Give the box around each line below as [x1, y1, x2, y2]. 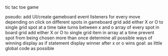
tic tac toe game [5, 4, 39, 10]
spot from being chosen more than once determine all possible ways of [5, 35, 153, 41]
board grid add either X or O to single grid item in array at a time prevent [5, 30, 154, 35]
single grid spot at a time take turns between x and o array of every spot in [5, 24, 159, 30]
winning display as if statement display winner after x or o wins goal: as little [5, 40, 162, 46]
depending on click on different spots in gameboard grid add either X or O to [5, 19, 163, 25]
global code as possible [5, 46, 54, 51]
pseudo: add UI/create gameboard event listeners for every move [5, 14, 140, 19]
